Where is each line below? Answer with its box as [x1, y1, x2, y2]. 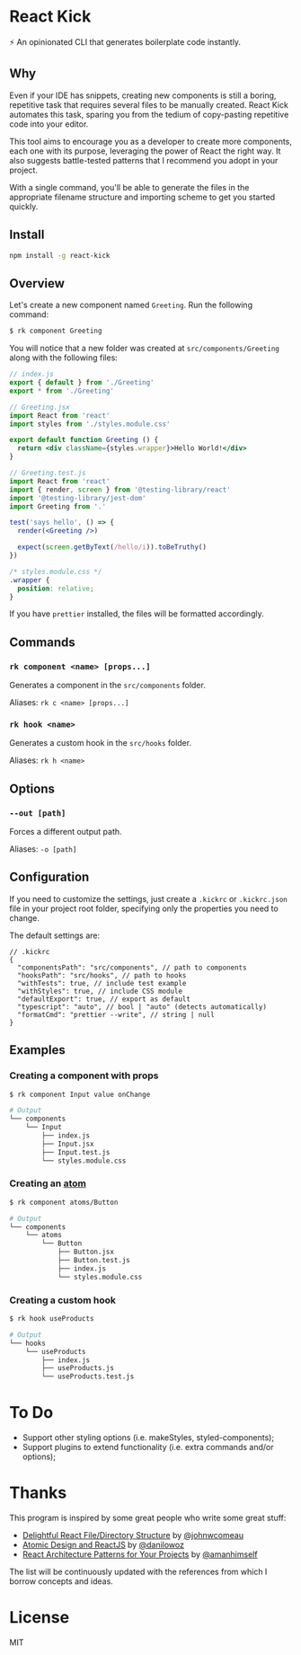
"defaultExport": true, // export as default [17, 995, 191, 1004]
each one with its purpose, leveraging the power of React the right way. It [9, 146, 281, 156]
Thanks [9, 1482, 67, 1503]
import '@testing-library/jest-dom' [9, 493, 146, 502]
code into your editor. [9, 119, 89, 129]
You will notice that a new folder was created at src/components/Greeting [9, 343, 280, 354]
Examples [9, 1042, 66, 1058]
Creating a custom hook [9, 1294, 117, 1306]
